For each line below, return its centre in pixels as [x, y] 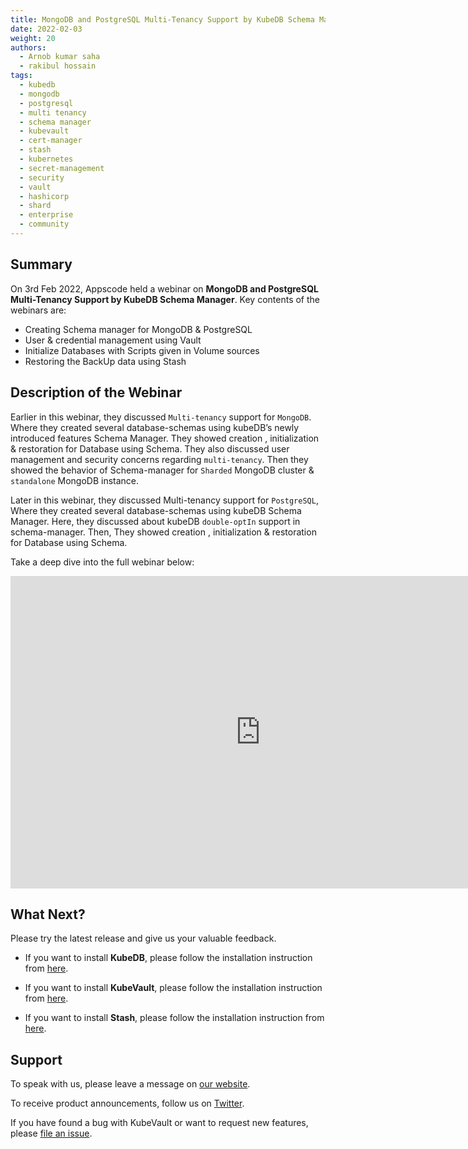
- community [44, 224]
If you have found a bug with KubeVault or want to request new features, [159, 1123]
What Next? [48, 914]
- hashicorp [44, 196]
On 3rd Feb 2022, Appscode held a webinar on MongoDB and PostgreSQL [164, 288]
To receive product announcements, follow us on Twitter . [127, 1103]
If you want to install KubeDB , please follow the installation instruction [168, 958]
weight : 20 [33, 38]
